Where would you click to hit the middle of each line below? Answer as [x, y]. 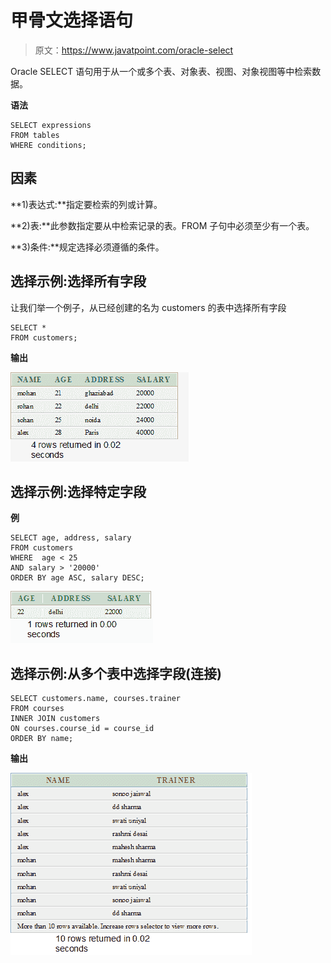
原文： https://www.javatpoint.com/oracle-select [134, 50]
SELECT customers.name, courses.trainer [96, 699]
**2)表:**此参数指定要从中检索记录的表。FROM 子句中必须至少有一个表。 [162, 225]
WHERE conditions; [48, 145]
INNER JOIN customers [55, 719]
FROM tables [35, 135]
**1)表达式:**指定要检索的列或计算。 [86, 204]
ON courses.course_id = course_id [82, 729]
